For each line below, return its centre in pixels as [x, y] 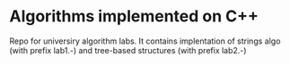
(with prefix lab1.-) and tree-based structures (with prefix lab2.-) [128, 50]
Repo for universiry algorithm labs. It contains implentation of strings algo [145, 41]
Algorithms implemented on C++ [134, 16]
